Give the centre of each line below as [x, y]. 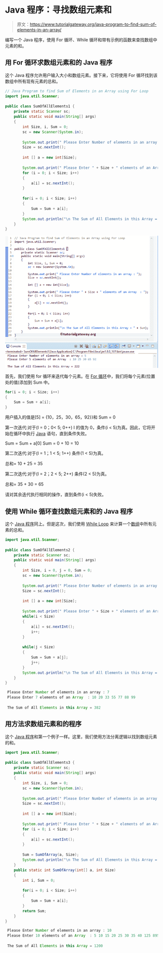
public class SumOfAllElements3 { [40, 763]
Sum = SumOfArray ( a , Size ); [51, 855]
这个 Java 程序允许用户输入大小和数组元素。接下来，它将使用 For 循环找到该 [81, 75]
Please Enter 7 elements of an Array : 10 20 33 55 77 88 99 [71, 697]
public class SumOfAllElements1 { [40, 106]
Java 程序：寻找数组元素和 [58, 10]
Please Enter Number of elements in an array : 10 [59, 931]
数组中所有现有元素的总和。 [33, 81]
